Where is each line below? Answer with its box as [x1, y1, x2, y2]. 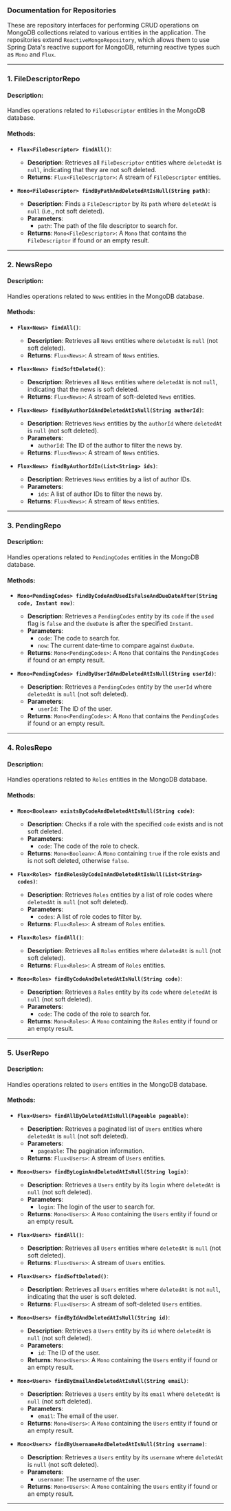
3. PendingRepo [7, 521, 62, 530]
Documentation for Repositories [7, 6, 117, 15]
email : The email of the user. [37, 1411, 119, 1420]
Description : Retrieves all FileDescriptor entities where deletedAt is [27, 158, 222, 167]
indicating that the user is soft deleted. [27, 1292, 137, 1300]
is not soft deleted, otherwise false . [27, 856, 129, 864]
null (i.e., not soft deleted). [27, 207, 104, 215]
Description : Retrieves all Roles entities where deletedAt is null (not [27, 946, 221, 955]
